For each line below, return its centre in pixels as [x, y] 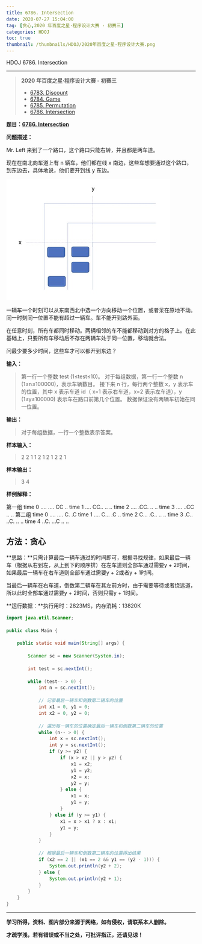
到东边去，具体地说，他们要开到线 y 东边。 [59, 170]
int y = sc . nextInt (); [78, 745]
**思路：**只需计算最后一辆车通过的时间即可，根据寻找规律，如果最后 [93, 557]
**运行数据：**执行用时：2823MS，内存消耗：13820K [74, 606]
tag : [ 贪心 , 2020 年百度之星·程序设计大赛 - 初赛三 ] [65, 25]
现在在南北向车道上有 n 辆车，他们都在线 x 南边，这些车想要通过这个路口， [99, 163]
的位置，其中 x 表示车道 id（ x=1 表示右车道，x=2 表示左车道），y [101, 391]
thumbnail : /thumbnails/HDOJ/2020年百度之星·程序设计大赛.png [81, 45]
